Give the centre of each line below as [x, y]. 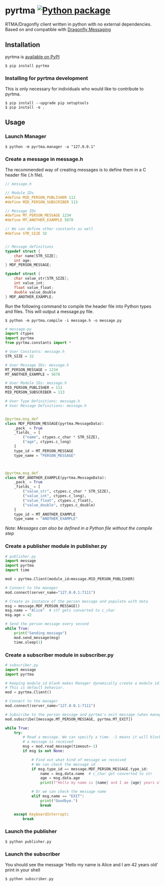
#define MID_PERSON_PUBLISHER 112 [41, 197]
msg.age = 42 [18, 615]
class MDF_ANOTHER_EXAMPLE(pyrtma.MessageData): [56, 477]
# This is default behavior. [35, 688]
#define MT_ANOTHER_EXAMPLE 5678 [39, 220]
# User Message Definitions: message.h [46, 406]
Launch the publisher [31, 831]
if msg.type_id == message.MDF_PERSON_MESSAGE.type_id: [90, 769]
